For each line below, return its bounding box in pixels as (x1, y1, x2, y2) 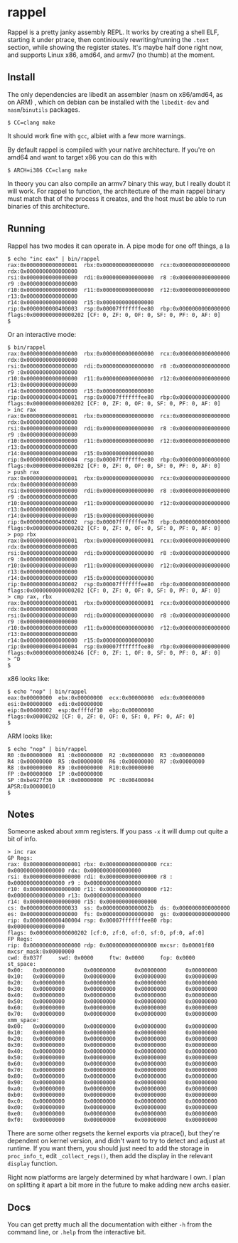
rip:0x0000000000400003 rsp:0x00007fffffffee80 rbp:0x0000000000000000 (7, 305, 231, 312)
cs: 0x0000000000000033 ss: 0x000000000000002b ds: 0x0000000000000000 (7, 905, 231, 912)
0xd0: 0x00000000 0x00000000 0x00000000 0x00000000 (7, 1104, 218, 1111)
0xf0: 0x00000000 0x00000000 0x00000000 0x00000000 (7, 1116, 218, 1124)
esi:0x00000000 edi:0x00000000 (7, 700, 103, 707)
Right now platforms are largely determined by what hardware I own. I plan (7, 1173, 226, 1182)
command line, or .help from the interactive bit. (7, 1228, 146, 1237)
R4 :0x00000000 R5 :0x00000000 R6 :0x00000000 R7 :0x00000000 (7, 758, 205, 765)
